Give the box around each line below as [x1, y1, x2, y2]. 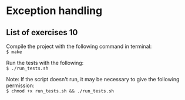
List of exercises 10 [6, 27, 78, 37]
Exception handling [6, 4, 103, 18]
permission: [6, 82, 35, 89]
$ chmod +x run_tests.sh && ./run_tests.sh [6, 88, 115, 94]
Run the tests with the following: [6, 60, 84, 66]
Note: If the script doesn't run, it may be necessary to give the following [6, 76, 180, 82]
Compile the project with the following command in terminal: [6, 43, 152, 50]
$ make [6, 49, 22, 55]
